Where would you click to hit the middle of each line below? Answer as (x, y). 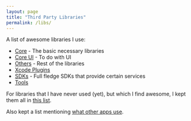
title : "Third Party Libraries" (46, 17)
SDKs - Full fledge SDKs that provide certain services (80, 76)
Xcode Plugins (32, 70)
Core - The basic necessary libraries (60, 51)
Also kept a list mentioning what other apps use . (65, 112)
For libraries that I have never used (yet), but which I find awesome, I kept (96, 94)
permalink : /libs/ (29, 23)
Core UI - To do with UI (43, 58)
